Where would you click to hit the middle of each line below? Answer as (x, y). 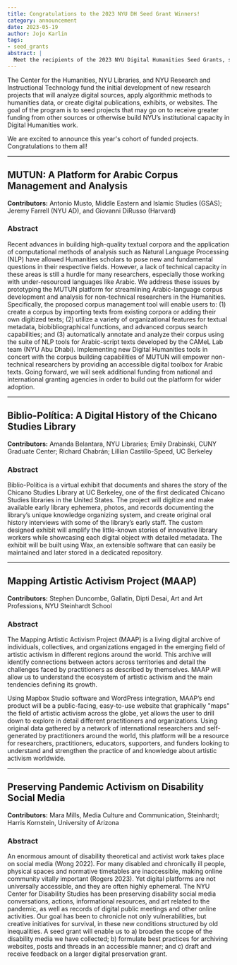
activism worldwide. (36, 758)
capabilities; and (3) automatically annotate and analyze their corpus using (116, 334)
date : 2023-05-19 (33, 27)
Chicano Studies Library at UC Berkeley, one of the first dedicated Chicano (116, 492)
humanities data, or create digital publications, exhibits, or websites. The (113, 102)
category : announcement (42, 20)
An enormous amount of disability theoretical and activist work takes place (116, 856)
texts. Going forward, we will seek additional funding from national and (110, 372)
